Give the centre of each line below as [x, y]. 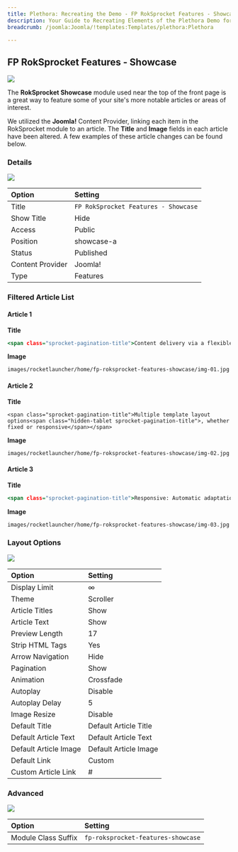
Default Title [31, 726]
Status [22, 253]
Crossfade [105, 679]
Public [85, 230]
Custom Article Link [44, 772]
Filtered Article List [41, 297]
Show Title [29, 219]
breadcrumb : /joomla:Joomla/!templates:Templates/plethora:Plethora [110, 27]
